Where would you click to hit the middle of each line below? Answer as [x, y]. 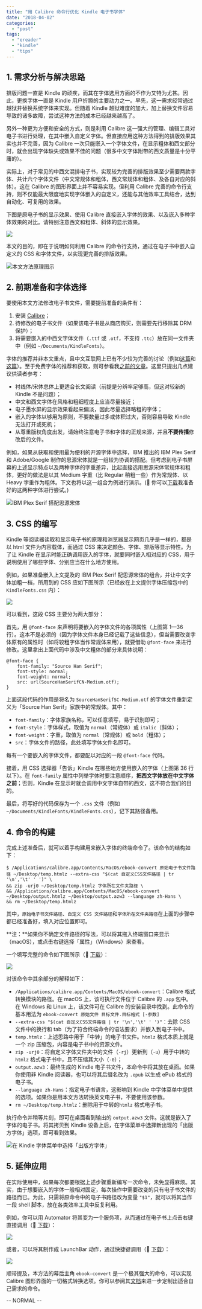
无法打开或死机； [36, 424]
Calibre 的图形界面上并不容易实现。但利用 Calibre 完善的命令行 [109, 186]
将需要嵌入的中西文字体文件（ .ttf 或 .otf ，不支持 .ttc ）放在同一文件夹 [104, 338]
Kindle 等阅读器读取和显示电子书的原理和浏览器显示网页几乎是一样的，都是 [99, 539]
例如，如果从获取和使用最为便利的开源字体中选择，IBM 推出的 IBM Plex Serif [101, 452]
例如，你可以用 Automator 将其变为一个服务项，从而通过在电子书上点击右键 [100, 1217]
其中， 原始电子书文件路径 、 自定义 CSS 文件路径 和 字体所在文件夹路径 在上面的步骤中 [101, 914]
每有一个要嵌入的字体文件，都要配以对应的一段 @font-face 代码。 [87, 755]
